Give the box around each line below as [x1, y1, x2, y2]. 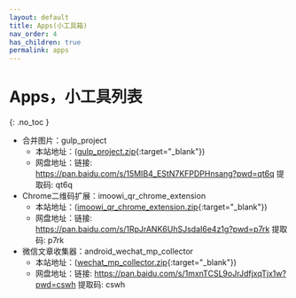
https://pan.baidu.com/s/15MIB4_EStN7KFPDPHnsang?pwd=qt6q [35, 169, 275, 179]
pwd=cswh [35, 279, 77, 290]
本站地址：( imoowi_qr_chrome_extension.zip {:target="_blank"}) [35, 201, 268, 213]
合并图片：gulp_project [21, 135, 107, 146]
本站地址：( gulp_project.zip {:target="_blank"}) [35, 146, 206, 157]
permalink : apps [9, 46, 69, 55]
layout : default [9, 12, 69, 22]
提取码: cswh [78, 279, 126, 290]
